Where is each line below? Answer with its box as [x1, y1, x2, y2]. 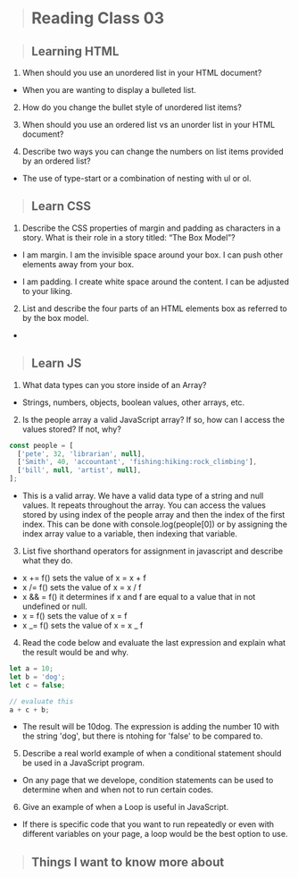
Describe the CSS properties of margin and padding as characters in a [21, 223, 281, 233]
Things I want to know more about [30, 854, 225, 870]
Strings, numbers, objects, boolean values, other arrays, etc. [21, 397, 245, 408]
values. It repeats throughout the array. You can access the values [21, 500, 266, 511]
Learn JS [30, 356, 82, 371]
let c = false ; [9, 680, 66, 689]
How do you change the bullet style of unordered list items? [21, 102, 243, 113]
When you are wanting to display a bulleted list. [21, 85, 196, 95]
